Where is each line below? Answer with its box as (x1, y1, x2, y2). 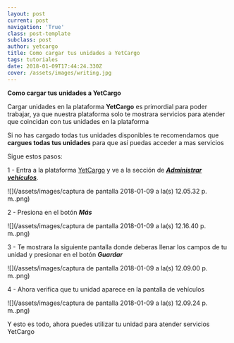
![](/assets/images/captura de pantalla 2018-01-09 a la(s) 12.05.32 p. (7, 187, 208, 195)
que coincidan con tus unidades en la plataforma (7, 117, 149, 125)
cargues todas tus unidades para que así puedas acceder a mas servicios (7, 138, 224, 146)
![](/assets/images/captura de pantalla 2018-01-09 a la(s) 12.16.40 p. (7, 221, 207, 230)
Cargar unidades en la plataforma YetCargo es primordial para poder (7, 102, 208, 111)
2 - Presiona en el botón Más (7, 208, 92, 216)
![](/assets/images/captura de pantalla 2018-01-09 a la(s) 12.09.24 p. (7, 299, 208, 307)
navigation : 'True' (7, 23, 65, 30)
